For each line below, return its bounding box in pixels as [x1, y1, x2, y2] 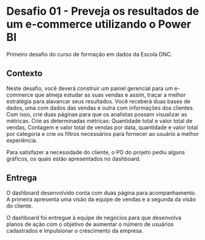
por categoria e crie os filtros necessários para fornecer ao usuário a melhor [6, 130, 199, 137]
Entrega [6, 173, 37, 183]
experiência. [6, 137, 38, 144]
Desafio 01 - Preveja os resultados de [6, 4, 199, 18]
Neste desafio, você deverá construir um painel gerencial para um [6, 84, 173, 92]
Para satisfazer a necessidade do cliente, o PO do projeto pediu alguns [6, 148, 185, 156]
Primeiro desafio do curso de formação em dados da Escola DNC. [6, 50, 173, 58]
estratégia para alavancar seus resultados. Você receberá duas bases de [6, 97, 191, 105]
